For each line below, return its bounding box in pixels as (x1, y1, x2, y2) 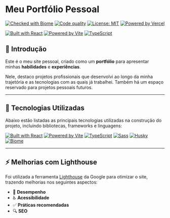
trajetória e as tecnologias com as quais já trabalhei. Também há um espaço (5, 79, 164, 85)
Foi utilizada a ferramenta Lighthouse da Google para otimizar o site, (5, 174, 148, 180)
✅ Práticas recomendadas (12, 202, 69, 208)
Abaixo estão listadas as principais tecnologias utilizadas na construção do (5, 117, 162, 123)
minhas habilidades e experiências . (5, 63, 81, 69)
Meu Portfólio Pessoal (5, 4, 100, 15)
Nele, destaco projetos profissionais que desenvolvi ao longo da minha (5, 74, 153, 80)
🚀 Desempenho (12, 189, 46, 195)
